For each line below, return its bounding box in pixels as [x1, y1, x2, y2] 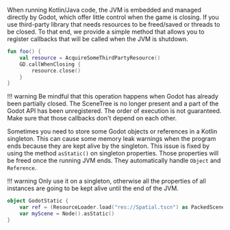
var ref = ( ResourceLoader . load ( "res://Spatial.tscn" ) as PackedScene [19, 204, 225, 211]
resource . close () [31, 67, 81, 74]
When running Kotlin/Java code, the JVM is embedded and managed [7, 6, 202, 14]
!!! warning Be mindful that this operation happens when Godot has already [7, 92, 219, 101]
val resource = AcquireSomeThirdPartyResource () [19, 54, 161, 61]
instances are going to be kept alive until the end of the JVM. [7, 184, 179, 192]
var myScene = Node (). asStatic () [19, 210, 115, 217]
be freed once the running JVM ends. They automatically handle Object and [7, 157, 221, 165]
